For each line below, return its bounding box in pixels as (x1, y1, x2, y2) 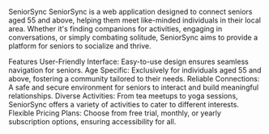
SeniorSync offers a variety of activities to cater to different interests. (8, 100, 239, 109)
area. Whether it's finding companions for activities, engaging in (8, 24, 223, 33)
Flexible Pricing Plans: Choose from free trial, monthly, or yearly (8, 108, 221, 118)
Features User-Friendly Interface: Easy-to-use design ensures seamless (8, 57, 249, 66)
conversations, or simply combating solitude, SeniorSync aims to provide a (8, 32, 258, 42)
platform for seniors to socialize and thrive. (8, 41, 152, 51)
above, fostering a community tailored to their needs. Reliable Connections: (8, 74, 260, 83)
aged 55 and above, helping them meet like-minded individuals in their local (8, 15, 262, 25)
